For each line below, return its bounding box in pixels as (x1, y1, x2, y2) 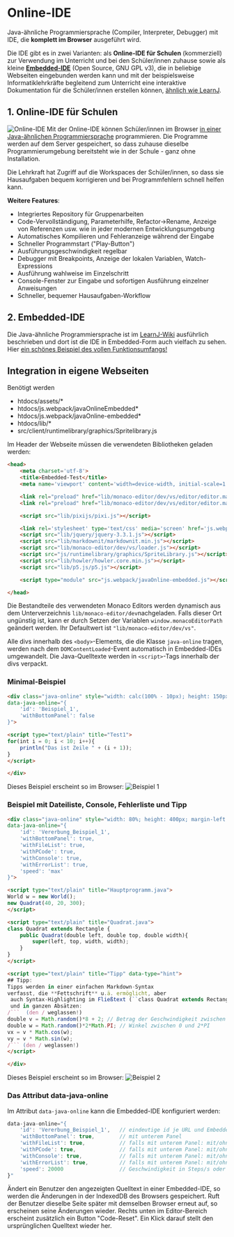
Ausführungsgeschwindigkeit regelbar (17, 246, 127, 255)
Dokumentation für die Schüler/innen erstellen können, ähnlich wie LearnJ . (7, 86, 221, 94)
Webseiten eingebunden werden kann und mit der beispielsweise (7, 71, 195, 80)
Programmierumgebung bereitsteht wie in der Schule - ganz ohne (7, 147, 196, 155)
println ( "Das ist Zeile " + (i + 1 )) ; (19, 744, 132, 751)
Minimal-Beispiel (7, 677, 66, 687)
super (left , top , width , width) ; (32, 938, 130, 945)
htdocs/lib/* (17, 419, 52, 428)
